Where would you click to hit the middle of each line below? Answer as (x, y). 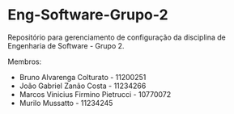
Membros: (25, 61)
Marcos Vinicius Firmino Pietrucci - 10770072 (95, 94)
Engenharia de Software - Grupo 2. (66, 45)
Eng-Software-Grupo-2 (88, 15)
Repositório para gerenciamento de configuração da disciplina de (117, 37)
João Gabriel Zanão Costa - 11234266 (83, 86)
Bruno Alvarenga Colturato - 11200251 (83, 77)
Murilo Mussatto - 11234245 (66, 103)
